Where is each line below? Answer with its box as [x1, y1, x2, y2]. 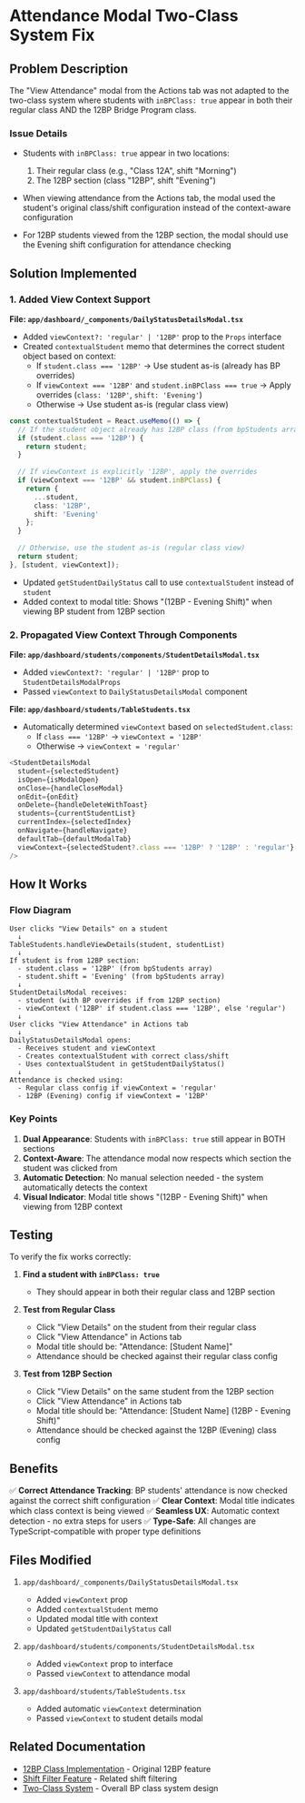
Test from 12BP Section [22, 1368, 113, 1379]
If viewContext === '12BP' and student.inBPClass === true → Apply [35, 379, 292, 390]
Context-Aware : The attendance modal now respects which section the [22, 1153, 292, 1163]
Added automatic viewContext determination [35, 1703, 202, 1714]
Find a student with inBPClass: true [22, 1269, 161, 1280]
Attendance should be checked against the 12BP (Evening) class [35, 1425, 277, 1435]
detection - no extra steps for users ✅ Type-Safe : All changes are [9, 1516, 257, 1526]
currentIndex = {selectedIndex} [17, 818, 132, 827]
